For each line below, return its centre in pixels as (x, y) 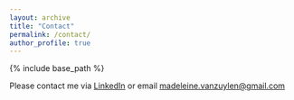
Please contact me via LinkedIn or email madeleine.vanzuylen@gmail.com (147, 86)
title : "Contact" (42, 26)
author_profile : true (50, 43)
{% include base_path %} (57, 68)
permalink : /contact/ (50, 34)
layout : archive (40, 18)
